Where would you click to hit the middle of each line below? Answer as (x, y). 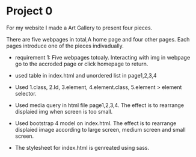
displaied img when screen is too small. (64, 111)
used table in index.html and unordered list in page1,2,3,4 (86, 75)
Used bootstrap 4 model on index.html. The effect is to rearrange (96, 123)
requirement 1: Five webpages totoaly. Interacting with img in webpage (103, 57)
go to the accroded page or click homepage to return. (81, 64)
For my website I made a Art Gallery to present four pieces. (79, 28)
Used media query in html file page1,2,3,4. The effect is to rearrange (100, 105)
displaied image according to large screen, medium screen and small (100, 129)
